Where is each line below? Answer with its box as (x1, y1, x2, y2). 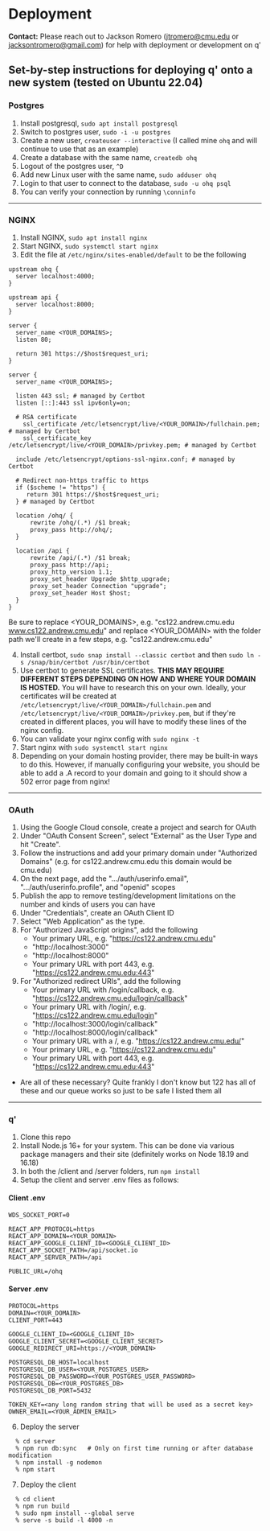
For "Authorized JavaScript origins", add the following (19, 925, 198, 935)
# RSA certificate (15, 413, 78, 421)
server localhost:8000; (15, 300, 95, 308)
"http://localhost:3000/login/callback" (31, 1019, 158, 1029)
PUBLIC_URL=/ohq (8, 1267, 63, 1275)
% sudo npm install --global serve (15, 1509, 135, 1517)
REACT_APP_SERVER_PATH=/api (8, 1253, 103, 1261)
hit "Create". (19, 840, 61, 850)
